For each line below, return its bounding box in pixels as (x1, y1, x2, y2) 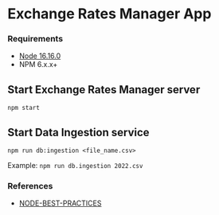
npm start (7, 104, 41, 112)
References (7, 181, 53, 192)
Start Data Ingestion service (7, 125, 150, 139)
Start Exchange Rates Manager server (7, 83, 201, 96)
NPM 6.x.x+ (18, 60, 58, 69)
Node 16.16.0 (18, 51, 61, 61)
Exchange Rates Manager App (7, 5, 212, 23)
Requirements (7, 33, 64, 45)
